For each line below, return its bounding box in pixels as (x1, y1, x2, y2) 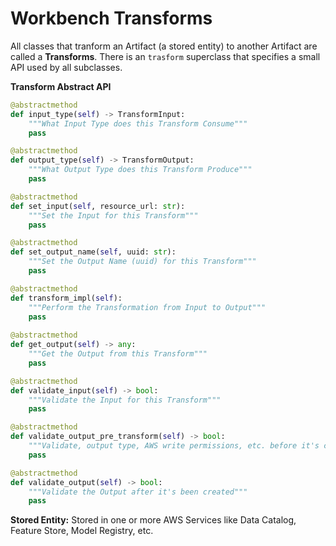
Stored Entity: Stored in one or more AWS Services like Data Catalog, (10, 514, 297, 526)
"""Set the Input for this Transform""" (28, 210, 199, 221)
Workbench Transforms (10, 7, 213, 30)
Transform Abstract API (10, 80, 112, 92)
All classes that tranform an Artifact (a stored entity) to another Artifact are (10, 40, 318, 52)
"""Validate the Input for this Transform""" (28, 395, 222, 405)
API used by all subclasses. (10, 61, 123, 73)
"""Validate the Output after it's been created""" (28, 487, 248, 497)
